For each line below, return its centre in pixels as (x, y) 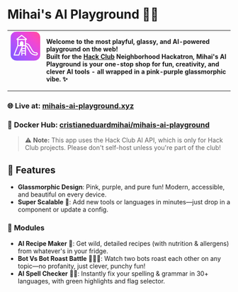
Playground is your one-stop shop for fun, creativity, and (132, 64)
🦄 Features (32, 170)
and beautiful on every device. (62, 194)
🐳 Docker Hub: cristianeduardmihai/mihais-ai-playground (109, 125)
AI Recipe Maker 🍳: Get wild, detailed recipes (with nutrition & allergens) (123, 243)
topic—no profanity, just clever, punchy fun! (81, 266)
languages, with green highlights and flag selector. (91, 281)
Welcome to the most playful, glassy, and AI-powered (128, 41)
